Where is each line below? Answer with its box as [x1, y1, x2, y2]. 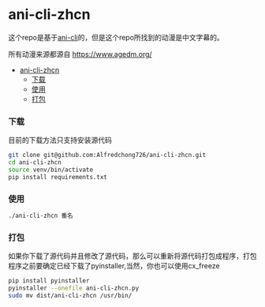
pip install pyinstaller [8, 277, 90, 285]
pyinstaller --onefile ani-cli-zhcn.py [8, 284, 140, 293]
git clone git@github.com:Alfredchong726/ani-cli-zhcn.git [8, 152, 207, 159]
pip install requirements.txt [8, 173, 108, 181]
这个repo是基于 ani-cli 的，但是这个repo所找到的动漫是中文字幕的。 [8, 32, 225, 42]
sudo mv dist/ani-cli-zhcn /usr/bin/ [8, 291, 132, 299]
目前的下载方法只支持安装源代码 [8, 136, 112, 145]
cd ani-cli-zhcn [8, 159, 62, 167]
